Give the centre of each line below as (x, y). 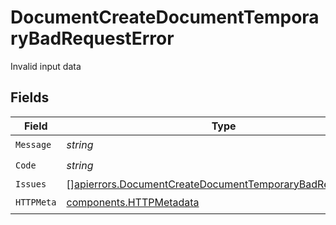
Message (33, 145)
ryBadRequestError (92, 38)
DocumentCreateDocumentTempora (165, 17)
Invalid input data (46, 66)
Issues (31, 184)
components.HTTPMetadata (133, 203)
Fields (30, 97)
